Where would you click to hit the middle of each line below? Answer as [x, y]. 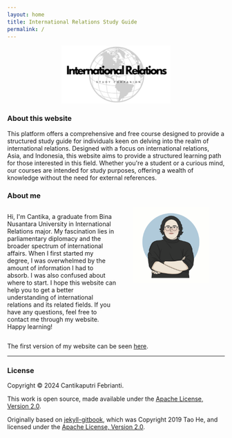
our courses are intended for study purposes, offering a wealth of [100, 170]
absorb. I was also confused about [56, 276]
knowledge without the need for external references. [82, 178]
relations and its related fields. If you [59, 305]
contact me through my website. [53, 320]
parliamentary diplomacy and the [54, 239]
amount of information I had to [50, 268]
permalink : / [26, 29]
